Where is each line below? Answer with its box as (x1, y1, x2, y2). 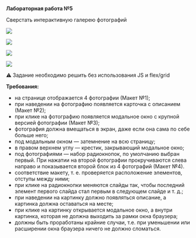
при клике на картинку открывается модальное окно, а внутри (14, 206, 173, 213)
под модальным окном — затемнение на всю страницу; (14, 138, 156, 145)
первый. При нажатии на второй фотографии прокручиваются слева (14, 157, 187, 164)
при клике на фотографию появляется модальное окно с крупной (14, 113, 180, 120)
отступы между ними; (14, 175, 70, 182)
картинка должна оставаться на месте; (14, 200, 114, 207)
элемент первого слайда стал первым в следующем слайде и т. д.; (14, 188, 183, 195)
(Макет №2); (14, 107, 46, 114)
